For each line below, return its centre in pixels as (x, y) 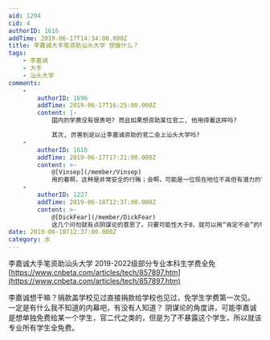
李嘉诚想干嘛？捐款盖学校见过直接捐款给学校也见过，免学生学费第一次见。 (131, 297)
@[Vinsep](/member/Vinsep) (96, 172)
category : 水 (29, 240)
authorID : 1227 (63, 195)
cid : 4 (19, 23)
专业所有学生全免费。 (43, 328)
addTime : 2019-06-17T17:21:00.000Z (97, 158)
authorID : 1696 (63, 98)
